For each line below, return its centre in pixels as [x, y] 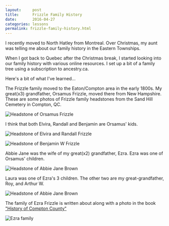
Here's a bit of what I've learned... [40, 79]
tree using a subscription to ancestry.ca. [47, 69]
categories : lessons [27, 24]
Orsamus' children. [25, 159]
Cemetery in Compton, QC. [33, 104]
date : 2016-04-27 [30, 19]
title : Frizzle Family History [44, 15]
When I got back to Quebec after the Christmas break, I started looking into [83, 58]
